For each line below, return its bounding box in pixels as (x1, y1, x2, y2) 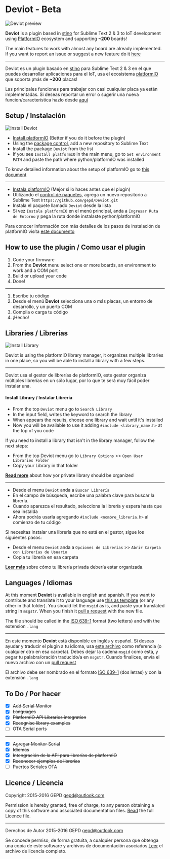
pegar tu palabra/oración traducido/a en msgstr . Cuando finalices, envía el (5, 654, 160, 660)
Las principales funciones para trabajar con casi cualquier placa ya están (5, 86, 158, 92)
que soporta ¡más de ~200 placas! (5, 76, 77, 82)
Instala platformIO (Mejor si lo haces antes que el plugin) (12, 186, 131, 192)
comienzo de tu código (12, 519, 61, 525)
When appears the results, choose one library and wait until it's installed (12, 417, 163, 423)
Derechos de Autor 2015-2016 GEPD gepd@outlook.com (5, 827, 123, 833)
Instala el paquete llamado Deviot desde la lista (12, 202, 111, 209)
